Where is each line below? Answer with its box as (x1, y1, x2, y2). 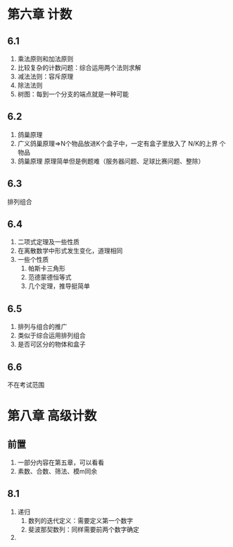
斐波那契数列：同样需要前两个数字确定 (27, 525, 139, 534)
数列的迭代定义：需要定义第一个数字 (27, 516, 134, 524)
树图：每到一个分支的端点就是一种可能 (17, 90, 129, 98)
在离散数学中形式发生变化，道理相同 (17, 246, 123, 255)
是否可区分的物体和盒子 (17, 340, 86, 349)
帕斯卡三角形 (27, 264, 65, 272)
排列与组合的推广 (17, 323, 68, 331)
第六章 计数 (7, 6, 73, 23)
